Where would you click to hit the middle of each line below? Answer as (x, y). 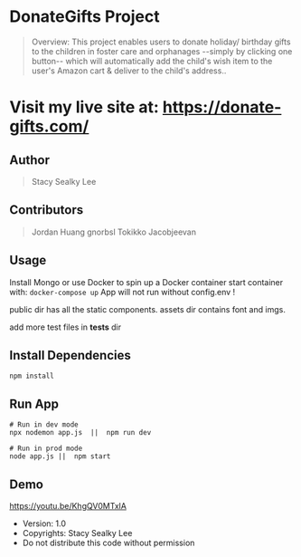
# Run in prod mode (46, 449)
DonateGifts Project (85, 17)
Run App (34, 403)
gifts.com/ (49, 126)
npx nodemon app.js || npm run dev (80, 433)
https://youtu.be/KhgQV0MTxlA (68, 506)
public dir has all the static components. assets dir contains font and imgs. (148, 309)
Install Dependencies (70, 355)
